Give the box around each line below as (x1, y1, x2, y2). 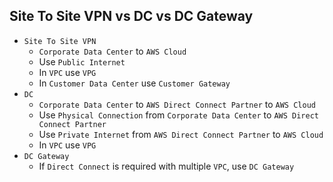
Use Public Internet (38, 55, 126, 68)
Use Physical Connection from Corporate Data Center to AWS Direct (38, 109, 319, 121)
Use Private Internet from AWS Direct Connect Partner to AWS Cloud (38, 128, 324, 140)
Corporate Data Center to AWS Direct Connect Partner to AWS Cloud (38, 98, 316, 110)
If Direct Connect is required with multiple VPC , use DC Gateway (38, 160, 295, 172)
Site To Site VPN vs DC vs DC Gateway (9, 8, 254, 25)
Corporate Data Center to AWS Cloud (38, 45, 187, 57)
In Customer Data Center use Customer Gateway (38, 77, 231, 89)
